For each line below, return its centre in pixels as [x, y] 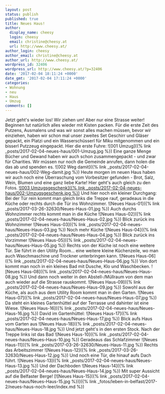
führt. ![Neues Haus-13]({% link [37, 361]
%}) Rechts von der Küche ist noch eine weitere [106, 245]
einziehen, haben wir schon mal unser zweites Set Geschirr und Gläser [77, 135]
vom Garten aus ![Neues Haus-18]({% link [48, 324]
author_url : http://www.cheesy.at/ [42, 60]
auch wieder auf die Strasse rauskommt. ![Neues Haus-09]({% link [73, 282]
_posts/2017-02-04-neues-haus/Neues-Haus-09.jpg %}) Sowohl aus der [80, 287]
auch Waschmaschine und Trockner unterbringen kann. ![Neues [70, 256]
